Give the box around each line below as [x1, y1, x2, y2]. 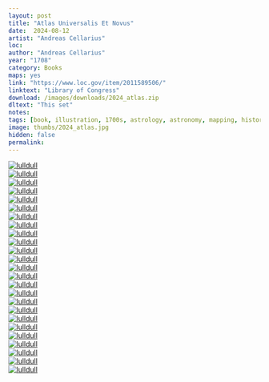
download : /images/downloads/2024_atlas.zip [8, 94, 159, 102]
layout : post [8, 11, 52, 20]
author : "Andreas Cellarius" [8, 49, 106, 57]
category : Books [8, 64, 62, 72]
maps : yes [8, 71, 42, 79]
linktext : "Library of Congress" [8, 86, 120, 94]
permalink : [8, 138, 45, 147]
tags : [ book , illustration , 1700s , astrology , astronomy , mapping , [8, 116, 239, 124]
